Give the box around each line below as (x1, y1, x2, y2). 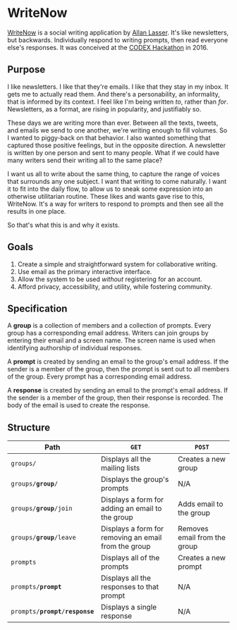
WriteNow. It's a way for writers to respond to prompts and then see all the (7, 199, 224, 208)
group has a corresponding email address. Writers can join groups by (7, 329, 209, 338)
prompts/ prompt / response (11, 607, 95, 616)
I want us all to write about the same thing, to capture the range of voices (7, 169, 220, 178)
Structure (7, 421, 51, 433)
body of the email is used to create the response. (7, 401, 150, 409)
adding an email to (101, 504, 162, 514)
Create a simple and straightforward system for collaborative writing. (17, 259, 218, 268)
